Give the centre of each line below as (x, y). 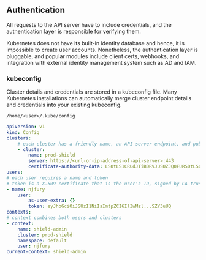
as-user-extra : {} (52, 201)
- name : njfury (26, 189)
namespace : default (42, 240)
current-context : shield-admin (46, 252)
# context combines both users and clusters (64, 218)
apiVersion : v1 (26, 127)
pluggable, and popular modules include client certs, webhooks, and (93, 56)
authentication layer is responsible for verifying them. (74, 31)
